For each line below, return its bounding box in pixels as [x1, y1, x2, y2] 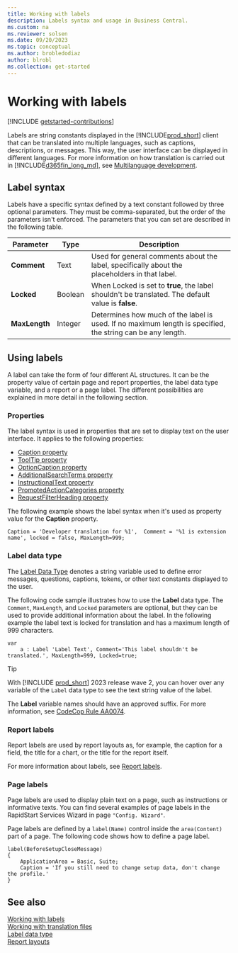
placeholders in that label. [91, 269, 177, 279]
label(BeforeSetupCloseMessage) [7, 846, 103, 853]
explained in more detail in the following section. [7, 393, 149, 402]
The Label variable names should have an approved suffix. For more [7, 699, 207, 708]
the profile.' [7, 871, 50, 878]
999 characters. [7, 626, 55, 634]
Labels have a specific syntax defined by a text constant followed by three [7, 200, 225, 209]
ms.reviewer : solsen [7, 30, 69, 38]
